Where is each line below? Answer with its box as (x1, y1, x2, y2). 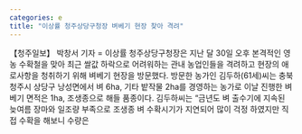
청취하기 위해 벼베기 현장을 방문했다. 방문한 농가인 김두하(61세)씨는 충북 (40, 69, 294, 81)
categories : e (9, 13, 63, 22)
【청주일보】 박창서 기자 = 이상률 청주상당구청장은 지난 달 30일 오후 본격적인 (9, 47, 282, 58)
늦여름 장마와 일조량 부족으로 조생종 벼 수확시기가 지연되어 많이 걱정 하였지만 (9, 103, 280, 114)
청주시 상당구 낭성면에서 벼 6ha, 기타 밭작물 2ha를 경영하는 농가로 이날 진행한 (9, 81, 283, 92)
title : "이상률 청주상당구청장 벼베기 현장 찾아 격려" (9, 22, 184, 31)
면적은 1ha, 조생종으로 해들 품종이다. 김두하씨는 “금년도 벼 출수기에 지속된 (25, 92, 286, 103)
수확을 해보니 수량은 (18, 114, 90, 126)
